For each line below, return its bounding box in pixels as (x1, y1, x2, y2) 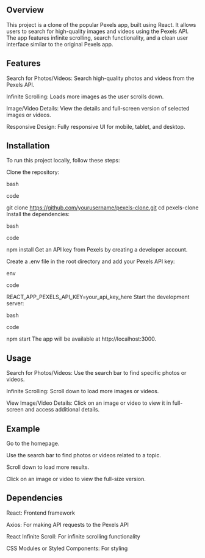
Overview (6, 5, 45, 15)
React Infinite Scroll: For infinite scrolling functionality (6, 532, 140, 540)
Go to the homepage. (6, 440, 60, 447)
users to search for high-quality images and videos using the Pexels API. (6, 27, 189, 35)
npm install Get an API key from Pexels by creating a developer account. (6, 246, 188, 253)
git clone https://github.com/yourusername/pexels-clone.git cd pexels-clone (6, 204, 199, 211)
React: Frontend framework (6, 509, 75, 516)
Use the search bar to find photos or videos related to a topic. (6, 452, 162, 459)
